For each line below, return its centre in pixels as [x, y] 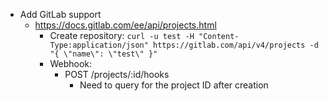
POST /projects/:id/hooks [117, 74]
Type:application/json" [99, 45]
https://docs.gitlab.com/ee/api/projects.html [125, 25]
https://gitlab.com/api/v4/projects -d [236, 45]
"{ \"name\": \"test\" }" [103, 54]
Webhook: [70, 63]
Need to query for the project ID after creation [174, 85]
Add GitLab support [60, 14]
